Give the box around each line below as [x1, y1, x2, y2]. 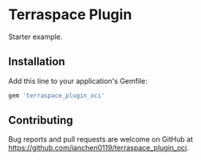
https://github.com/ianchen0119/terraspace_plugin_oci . [8, 143, 190, 153]
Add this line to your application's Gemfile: [8, 76, 148, 85]
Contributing [8, 114, 73, 127]
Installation [8, 55, 65, 68]
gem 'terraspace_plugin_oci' [8, 92, 105, 100]
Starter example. [8, 32, 63, 41]
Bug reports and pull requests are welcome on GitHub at [8, 135, 194, 144]
